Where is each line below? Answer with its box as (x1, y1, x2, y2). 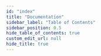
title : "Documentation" (6, 14, 65, 20)
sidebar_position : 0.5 (6, 24, 62, 31)
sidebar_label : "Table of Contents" (6, 19, 96, 25)
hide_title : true (6, 41, 49, 47)
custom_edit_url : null (6, 36, 62, 41)
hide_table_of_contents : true (6, 30, 80, 36)
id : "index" (6, 8, 35, 15)
